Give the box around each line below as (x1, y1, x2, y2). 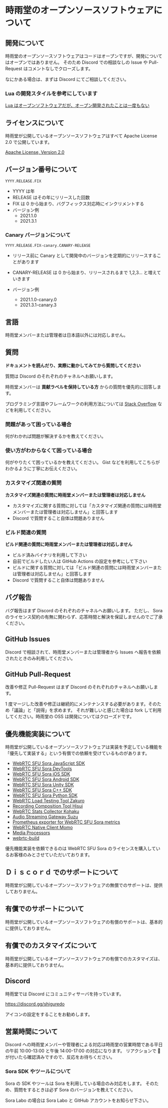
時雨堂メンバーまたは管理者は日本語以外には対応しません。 (5, 332, 128, 338)
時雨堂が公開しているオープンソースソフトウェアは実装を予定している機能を (5, 744, 163, 750)
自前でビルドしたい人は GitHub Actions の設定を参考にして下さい (12, 559, 147, 565)
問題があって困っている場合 (5, 421, 72, 428)
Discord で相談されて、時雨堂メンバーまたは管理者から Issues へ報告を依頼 (5, 649, 161, 655)
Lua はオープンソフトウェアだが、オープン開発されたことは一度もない (5, 103, 150, 109)
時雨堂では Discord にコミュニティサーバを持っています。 (5, 991, 124, 997)
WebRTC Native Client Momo (12, 824, 73, 830)
